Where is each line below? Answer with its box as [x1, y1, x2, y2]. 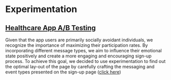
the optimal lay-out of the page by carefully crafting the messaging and [5, 64, 155, 69]
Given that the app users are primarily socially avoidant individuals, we [5, 37, 153, 43]
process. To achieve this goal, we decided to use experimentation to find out [5, 58, 166, 64]
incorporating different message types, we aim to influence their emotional [5, 48, 162, 53]
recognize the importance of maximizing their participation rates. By [5, 42, 148, 48]
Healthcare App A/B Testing [5, 24, 96, 32]
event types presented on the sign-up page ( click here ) [5, 69, 121, 75]
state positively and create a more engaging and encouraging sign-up [5, 53, 152, 59]
